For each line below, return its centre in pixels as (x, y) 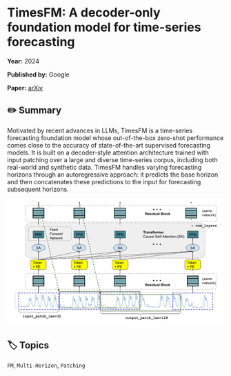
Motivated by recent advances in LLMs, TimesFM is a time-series (100, 130)
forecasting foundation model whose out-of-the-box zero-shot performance (115, 138)
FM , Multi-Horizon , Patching (46, 365)
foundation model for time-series (104, 27)
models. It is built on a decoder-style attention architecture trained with (108, 152)
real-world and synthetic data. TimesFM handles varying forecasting (104, 167)
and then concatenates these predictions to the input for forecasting (104, 181)
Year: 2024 (23, 61)
